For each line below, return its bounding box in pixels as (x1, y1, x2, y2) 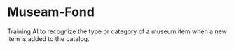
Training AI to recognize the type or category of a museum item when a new (7, 27, 228, 35)
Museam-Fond (7, 4, 95, 20)
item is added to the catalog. (7, 34, 90, 42)
